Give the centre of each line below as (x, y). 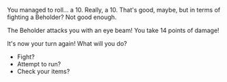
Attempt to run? (39, 64)
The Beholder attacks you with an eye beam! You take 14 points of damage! (113, 30)
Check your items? (43, 71)
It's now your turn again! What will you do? (67, 43)
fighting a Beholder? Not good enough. (62, 17)
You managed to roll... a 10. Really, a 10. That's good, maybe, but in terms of (114, 10)
